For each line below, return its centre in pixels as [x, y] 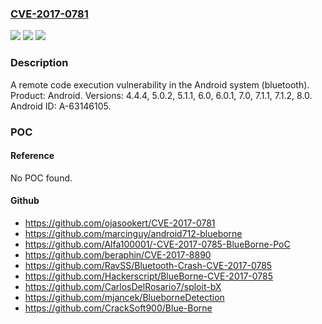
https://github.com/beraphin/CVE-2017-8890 [118, 254]
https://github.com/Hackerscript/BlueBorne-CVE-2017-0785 [149, 276]
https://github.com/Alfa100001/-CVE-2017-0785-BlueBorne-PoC [157, 244]
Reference [32, 156]
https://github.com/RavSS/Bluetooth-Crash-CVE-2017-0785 [148, 265]
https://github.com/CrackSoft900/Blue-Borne [118, 308]
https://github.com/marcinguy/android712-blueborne [133, 233]
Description [39, 63]
